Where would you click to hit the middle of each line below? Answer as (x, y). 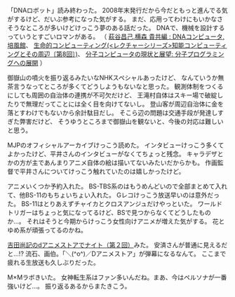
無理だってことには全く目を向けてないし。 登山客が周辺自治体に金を (125, 104)
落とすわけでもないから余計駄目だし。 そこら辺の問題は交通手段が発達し (113, 113)
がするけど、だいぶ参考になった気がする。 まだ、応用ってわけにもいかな (112, 19)
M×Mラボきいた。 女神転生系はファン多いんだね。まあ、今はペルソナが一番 (117, 277)
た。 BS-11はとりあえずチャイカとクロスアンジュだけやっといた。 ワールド (115, 204)
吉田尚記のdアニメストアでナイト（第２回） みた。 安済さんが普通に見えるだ (117, 245)
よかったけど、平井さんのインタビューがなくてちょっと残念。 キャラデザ (112, 154)
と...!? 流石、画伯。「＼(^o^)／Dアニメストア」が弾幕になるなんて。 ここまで (117, 254)
